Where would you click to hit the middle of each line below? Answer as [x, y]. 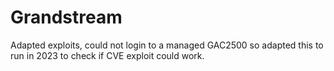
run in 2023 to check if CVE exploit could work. [107, 55]
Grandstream [66, 17]
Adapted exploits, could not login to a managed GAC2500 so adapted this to [167, 45]
